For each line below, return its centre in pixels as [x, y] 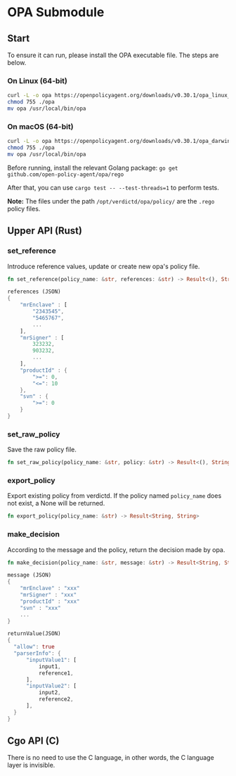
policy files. [24, 208]
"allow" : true [34, 647]
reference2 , [56, 699]
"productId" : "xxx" [50, 601]
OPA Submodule [56, 12]
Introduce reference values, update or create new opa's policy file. [104, 266]
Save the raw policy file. [42, 450]
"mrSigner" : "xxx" [48, 595]
